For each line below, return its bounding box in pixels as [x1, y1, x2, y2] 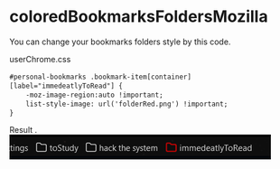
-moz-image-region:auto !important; [25, 90, 164, 99]
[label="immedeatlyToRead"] [9, 81, 116, 90]
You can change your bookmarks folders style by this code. [9, 36, 231, 47]
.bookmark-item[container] [89, 72, 192, 81]
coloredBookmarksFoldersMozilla [9, 6, 268, 27]
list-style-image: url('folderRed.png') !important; [25, 99, 229, 108]
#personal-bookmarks [9, 72, 88, 81]
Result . [9, 124, 38, 135]
